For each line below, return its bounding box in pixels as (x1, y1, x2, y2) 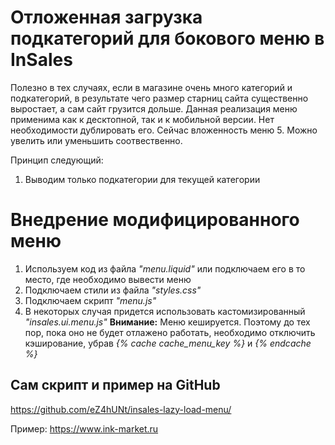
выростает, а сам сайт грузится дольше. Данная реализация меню (10, 102, 298, 115)
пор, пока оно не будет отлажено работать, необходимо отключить (24, 326, 316, 338)
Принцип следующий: (10, 154, 104, 166)
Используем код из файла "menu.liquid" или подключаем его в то (24, 262, 306, 275)
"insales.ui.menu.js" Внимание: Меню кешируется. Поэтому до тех (24, 316, 311, 328)
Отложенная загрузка (10, 6, 203, 29)
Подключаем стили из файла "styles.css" (24, 284, 202, 296)
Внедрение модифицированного (10, 209, 300, 231)
